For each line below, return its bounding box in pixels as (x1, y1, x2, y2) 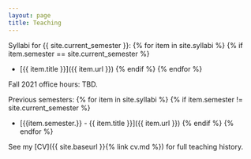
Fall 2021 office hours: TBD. (8, 79, 99, 89)
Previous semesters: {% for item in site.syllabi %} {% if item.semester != (8, 94, 243, 104)
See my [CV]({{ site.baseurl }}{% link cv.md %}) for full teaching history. (8, 142, 243, 151)
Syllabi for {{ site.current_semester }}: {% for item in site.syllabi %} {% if (8, 40, 243, 50)
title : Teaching (8, 19, 62, 27)
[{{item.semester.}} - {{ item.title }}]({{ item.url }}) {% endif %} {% (19, 118, 234, 128)
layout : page (8, 11, 51, 20)
